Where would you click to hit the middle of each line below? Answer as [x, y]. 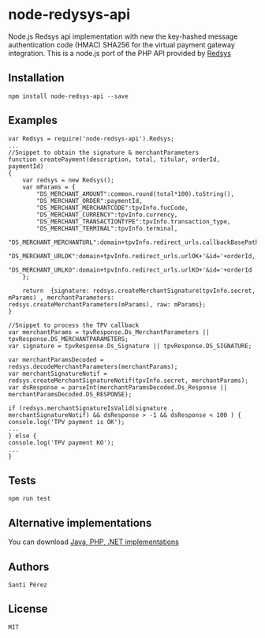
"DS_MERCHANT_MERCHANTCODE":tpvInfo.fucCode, [113, 208]
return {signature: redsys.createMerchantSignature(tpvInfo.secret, [139, 291]
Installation [36, 78]
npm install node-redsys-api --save [68, 96]
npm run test [30, 499]
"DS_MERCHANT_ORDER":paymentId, [90, 201]
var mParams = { [49, 187]
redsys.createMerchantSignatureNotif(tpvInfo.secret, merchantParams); [128, 381]
